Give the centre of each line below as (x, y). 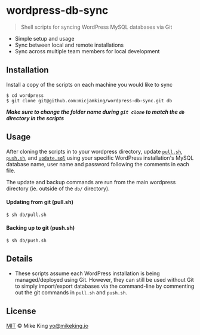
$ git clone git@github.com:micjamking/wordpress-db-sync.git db (89, 100)
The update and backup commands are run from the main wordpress (91, 182)
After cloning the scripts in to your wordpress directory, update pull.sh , (95, 151)
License (21, 311)
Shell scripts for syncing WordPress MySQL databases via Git (96, 27)
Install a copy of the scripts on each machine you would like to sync (90, 84)
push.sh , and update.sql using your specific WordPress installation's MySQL (100, 158)
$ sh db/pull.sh (26, 215)
